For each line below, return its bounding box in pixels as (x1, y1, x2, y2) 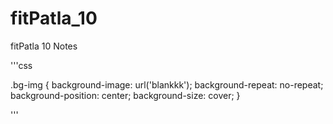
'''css (10, 59, 33, 71)
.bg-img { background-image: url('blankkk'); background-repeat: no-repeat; (10, 78, 324, 91)
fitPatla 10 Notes (10, 40, 78, 52)
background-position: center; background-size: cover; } (10, 89, 241, 101)
